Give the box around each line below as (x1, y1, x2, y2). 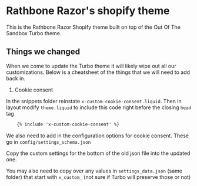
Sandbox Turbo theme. (6, 29, 62, 36)
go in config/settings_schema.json (6, 138, 91, 145)
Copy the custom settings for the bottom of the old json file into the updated (6, 150, 191, 157)
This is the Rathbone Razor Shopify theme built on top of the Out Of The (6, 23, 181, 31)
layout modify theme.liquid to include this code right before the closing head (6, 104, 191, 111)
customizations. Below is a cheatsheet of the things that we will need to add (6, 69, 190, 76)
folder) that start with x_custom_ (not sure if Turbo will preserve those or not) (6, 173, 191, 180)
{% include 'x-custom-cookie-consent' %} (16, 121, 119, 127)
